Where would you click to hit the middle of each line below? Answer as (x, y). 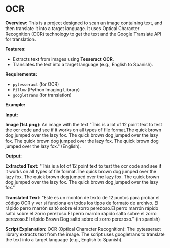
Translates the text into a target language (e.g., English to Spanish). (83, 64)
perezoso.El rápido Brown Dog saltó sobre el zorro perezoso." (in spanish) (83, 219)
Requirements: (21, 74)
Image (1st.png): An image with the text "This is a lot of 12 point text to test (84, 124)
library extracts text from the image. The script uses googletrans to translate (85, 234)
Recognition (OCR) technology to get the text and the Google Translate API (83, 34)
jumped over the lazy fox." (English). (43, 146)
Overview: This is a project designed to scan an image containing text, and (84, 23)
